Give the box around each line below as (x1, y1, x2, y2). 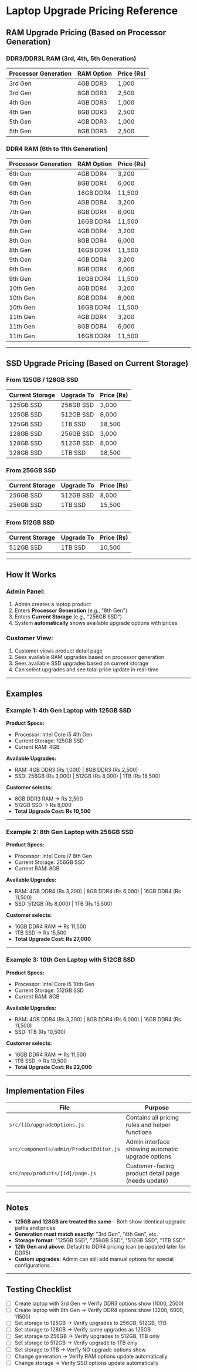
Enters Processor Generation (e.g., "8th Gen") (14, 607, 128, 614)
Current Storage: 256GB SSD (14, 859, 85, 866)
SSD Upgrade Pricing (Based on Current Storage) (6, 358, 189, 368)
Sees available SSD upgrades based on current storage (14, 660, 149, 667)
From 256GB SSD (6, 466, 56, 474)
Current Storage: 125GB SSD (14, 737, 84, 744)
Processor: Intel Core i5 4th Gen (14, 731, 93, 738)
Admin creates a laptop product (14, 601, 91, 608)
